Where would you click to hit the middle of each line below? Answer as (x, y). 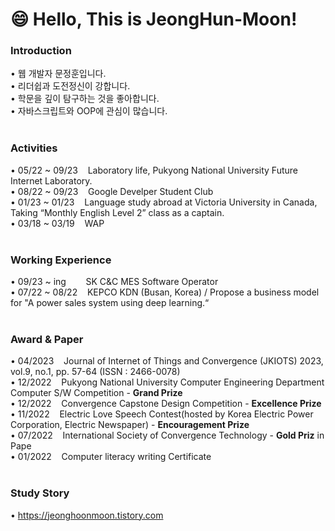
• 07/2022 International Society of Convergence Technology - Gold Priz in (167, 435)
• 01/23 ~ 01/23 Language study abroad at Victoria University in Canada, (164, 202)
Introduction (41, 51)
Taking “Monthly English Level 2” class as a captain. (117, 212)
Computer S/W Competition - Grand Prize (96, 393)
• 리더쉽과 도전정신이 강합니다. (70, 86)
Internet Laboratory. (51, 180)
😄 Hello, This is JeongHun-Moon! (154, 19)
